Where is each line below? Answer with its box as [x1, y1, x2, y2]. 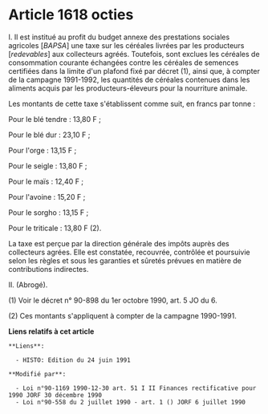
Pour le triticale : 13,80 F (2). [8, 223, 102, 233]
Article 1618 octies [8, 6, 134, 24]
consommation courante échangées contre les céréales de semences [8, 58, 239, 67]
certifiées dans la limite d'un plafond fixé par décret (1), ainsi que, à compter [8, 66, 261, 75]
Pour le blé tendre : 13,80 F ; [8, 114, 102, 124]
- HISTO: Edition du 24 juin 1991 [15, 355, 131, 364]
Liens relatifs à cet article [8, 327, 95, 336]
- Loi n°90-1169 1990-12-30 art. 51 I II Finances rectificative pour [15, 384, 257, 392]
